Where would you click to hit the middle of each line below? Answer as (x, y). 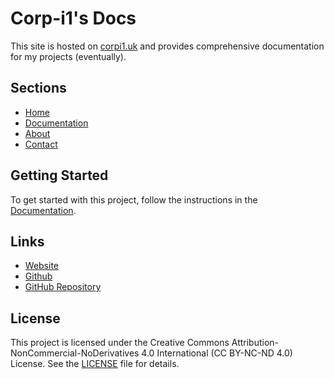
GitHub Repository (63, 287)
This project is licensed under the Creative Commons (120, 343)
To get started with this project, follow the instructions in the (134, 199)
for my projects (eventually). (68, 56)
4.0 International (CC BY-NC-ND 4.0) (217, 353)
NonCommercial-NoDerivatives (75, 353)
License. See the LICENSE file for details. (95, 364)
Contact (41, 144)
